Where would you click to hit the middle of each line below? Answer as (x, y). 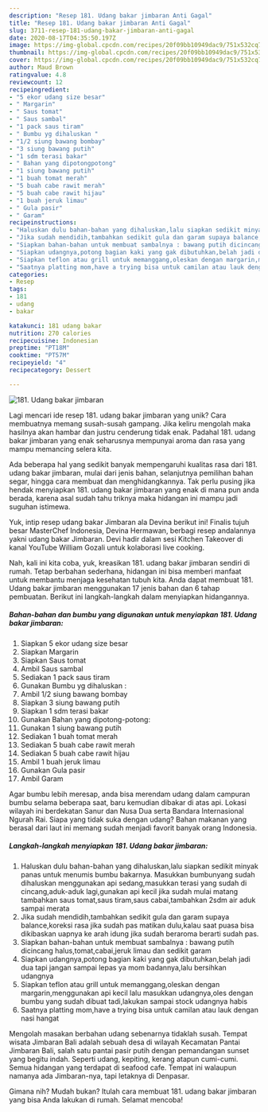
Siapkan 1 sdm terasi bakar (64, 711)
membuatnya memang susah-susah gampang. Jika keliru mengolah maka (130, 423)
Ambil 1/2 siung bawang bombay (74, 694)
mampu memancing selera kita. (60, 449)
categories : (29, 274)
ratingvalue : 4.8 (38, 75)
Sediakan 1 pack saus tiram (65, 677)
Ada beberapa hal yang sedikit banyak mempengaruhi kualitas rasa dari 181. (133, 464)
